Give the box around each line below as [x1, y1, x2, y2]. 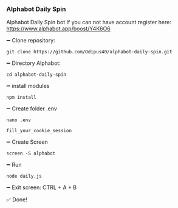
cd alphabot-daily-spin [6, 72, 67, 78]
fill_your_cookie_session [6, 128, 72, 134]
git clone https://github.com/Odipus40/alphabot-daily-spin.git [6, 49, 173, 55]
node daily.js [6, 173, 43, 179]
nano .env [6, 117, 32, 123]
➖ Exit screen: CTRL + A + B [6, 184, 77, 191]
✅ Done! [6, 196, 27, 203]
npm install [6, 95, 36, 101]
